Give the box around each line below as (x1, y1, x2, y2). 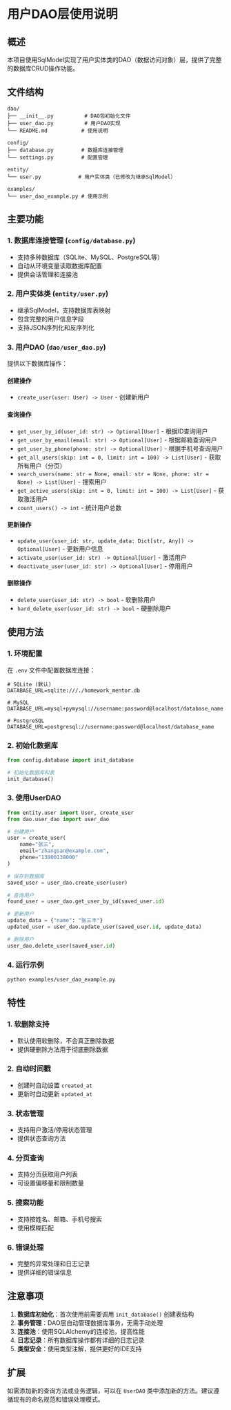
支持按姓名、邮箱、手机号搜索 (17, 1214, 102, 1223)
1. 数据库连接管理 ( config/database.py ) (7, 236, 136, 245)
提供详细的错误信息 (17, 1268, 72, 1277)
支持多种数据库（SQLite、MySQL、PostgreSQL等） (17, 253, 164, 261)
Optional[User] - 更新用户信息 (17, 544, 103, 553)
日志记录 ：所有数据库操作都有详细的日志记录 (17, 1335, 145, 1344)
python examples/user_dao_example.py (7, 976, 116, 983)
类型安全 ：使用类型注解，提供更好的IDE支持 (17, 1344, 143, 1353)
